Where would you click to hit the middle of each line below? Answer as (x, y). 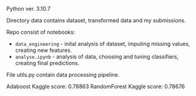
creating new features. (43, 50)
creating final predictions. (47, 63)
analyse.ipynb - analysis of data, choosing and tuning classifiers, (97, 56)
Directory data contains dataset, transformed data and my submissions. (96, 20)
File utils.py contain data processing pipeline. (63, 75)
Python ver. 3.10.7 (28, 9)
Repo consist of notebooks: (41, 32)
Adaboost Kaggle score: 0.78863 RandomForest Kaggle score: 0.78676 (96, 86)
